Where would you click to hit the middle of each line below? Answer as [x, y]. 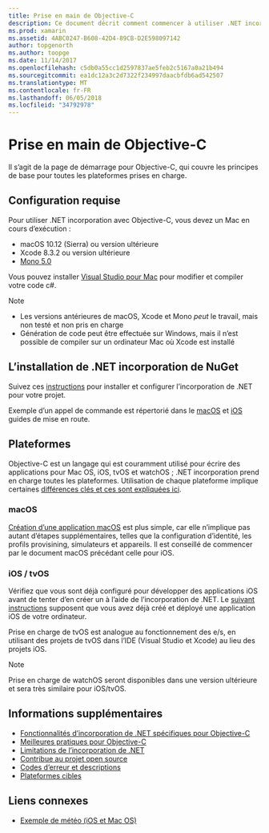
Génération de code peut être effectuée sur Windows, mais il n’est [129, 333]
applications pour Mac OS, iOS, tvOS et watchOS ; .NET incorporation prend [134, 472]
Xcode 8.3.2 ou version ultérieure [75, 253]
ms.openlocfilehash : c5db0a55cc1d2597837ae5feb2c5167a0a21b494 [116, 68]
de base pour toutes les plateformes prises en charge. [98, 176]
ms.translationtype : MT [48, 83]
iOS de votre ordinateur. [48, 617]
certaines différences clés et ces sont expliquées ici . [95, 489]
